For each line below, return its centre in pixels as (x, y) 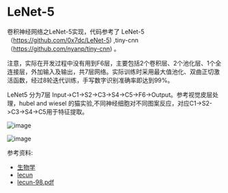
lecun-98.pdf (35, 182)
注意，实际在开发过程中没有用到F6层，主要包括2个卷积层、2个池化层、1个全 (114, 63)
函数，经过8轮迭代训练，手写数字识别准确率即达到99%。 (93, 80)
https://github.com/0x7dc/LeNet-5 (62, 40)
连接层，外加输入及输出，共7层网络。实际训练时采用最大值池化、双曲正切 (110, 72)
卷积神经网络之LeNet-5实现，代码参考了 (63, 31)
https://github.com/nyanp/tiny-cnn (62, 48)
